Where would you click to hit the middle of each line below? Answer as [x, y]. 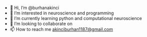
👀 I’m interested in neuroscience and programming [62, 13]
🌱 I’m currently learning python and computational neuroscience [76, 18]
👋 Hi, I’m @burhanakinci [34, 8]
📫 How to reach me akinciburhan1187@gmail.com [61, 29]
